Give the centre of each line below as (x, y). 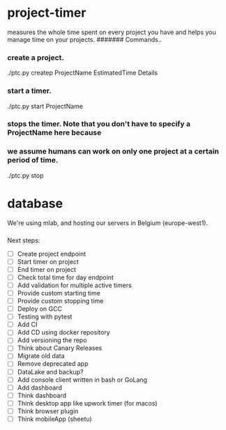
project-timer (47, 13)
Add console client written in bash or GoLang (82, 379)
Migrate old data (41, 356)
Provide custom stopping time (60, 300)
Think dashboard (42, 395)
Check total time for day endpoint (65, 277)
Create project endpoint (52, 254)
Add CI (27, 325)
